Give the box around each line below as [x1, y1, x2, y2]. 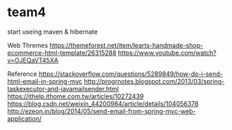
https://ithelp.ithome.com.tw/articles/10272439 [7, 92, 144, 100]
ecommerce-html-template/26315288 [7, 48, 117, 57]
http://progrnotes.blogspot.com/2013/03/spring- [84, 77, 225, 85]
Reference [7, 70, 37, 78]
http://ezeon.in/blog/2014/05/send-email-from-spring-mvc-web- [7, 107, 196, 115]
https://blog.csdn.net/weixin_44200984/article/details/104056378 [7, 99, 199, 108]
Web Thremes [7, 41, 49, 49]
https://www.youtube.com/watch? [117, 48, 217, 57]
